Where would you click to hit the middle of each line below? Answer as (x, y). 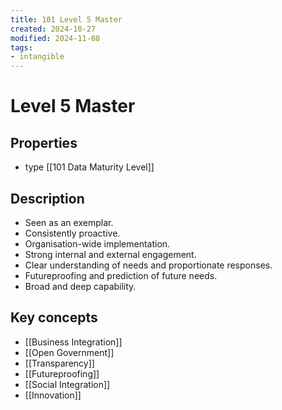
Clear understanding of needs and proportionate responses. (148, 265)
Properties (44, 142)
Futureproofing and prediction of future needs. (121, 275)
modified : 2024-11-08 (55, 38)
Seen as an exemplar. (69, 222)
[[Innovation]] (53, 395)
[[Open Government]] (69, 352)
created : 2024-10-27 (53, 29)
